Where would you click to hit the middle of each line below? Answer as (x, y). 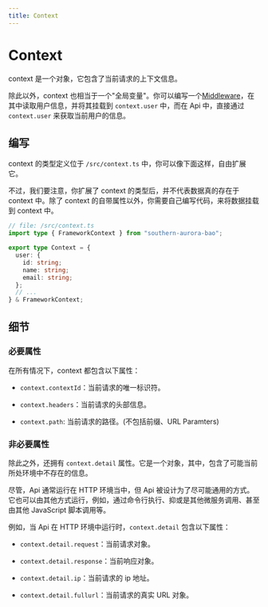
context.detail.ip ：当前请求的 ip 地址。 (87, 578)
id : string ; (42, 262)
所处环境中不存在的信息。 (50, 473)
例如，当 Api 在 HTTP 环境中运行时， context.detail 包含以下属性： (119, 527)
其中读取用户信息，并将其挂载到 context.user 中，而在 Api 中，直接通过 (126, 106)
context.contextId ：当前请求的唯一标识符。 (92, 387)
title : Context (33, 16)
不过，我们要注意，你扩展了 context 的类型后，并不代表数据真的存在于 (124, 191)
